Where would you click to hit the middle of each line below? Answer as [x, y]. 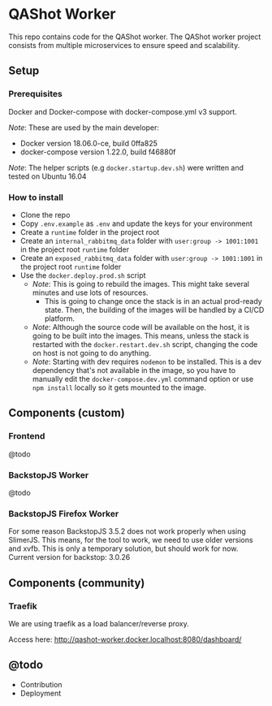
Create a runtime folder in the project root [90, 232]
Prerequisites [35, 94]
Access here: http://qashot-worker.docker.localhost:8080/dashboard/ [125, 639]
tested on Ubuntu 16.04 [47, 176]
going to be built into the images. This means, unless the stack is [140, 336]
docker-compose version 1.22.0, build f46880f [98, 152]
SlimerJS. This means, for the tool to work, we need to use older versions [131, 540]
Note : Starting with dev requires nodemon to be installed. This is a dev [147, 362]
